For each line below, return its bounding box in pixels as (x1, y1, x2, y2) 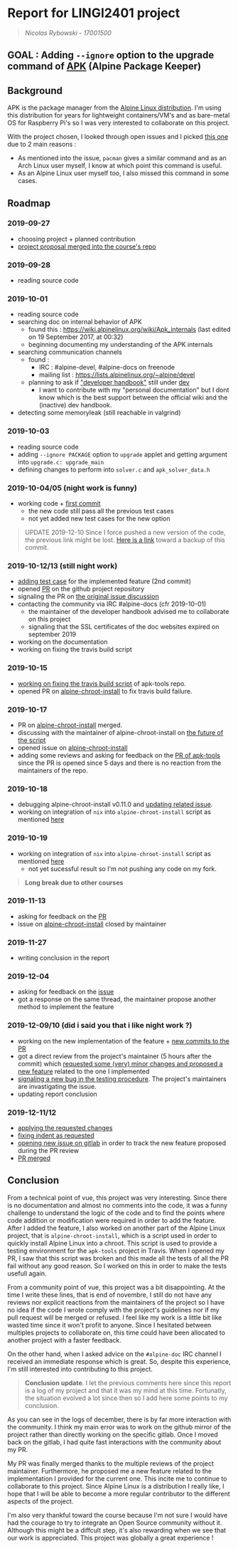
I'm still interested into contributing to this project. (7, 1365, 153, 1373)
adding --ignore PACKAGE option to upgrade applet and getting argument (17, 450, 227, 459)
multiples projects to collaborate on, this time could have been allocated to (7, 1328, 226, 1337)
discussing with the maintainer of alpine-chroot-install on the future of (17, 728, 224, 736)
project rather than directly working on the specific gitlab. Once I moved (7, 1430, 218, 1439)
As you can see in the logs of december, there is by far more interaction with (7, 1415, 232, 1424)
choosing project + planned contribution (17, 234, 136, 243)
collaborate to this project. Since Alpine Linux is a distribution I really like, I (7, 1481, 225, 1490)
